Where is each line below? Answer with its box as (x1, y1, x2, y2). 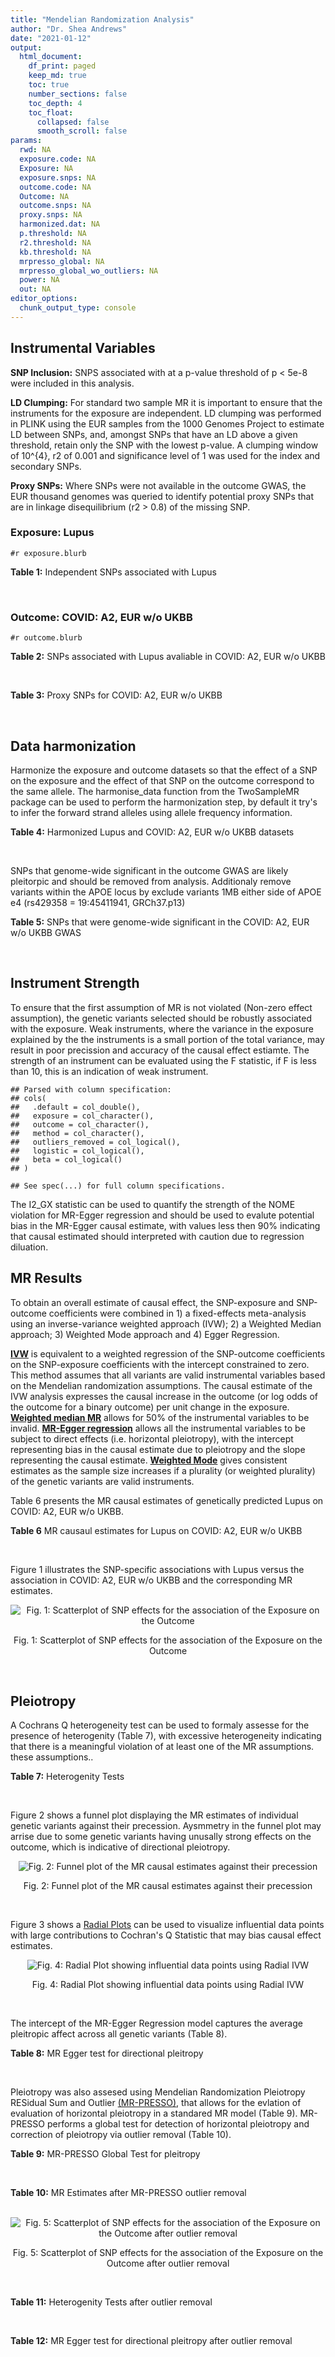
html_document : (19, 52, 83, 62)
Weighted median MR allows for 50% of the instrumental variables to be (10, 1411, 310, 1423)
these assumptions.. (10, 1751, 94, 1763)
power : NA (19, 275, 60, 285)
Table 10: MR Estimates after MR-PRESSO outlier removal (10, 2187, 247, 2199)
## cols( (10, 1093, 47, 1103)
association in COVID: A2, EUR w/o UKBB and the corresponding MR (10, 1574, 293, 1586)
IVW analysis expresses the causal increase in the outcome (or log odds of (10, 1390, 319, 1402)
